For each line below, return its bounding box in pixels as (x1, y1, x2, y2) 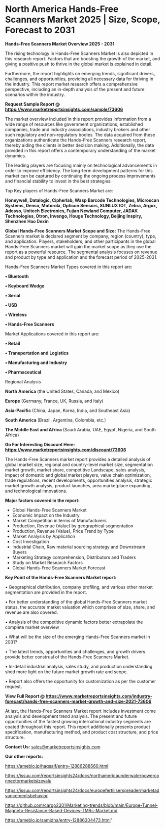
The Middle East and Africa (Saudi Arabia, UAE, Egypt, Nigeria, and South (5, 426, 156, 432)
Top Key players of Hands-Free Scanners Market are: (5, 187, 113, 193)
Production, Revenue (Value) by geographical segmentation (12, 523, 134, 529)
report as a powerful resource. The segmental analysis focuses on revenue (5, 249, 158, 255)
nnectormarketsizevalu (5, 778, 52, 783)
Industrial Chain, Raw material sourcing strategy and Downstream (12, 544, 145, 550)
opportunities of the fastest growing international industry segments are (5, 718, 151, 724)
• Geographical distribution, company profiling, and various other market (5, 584, 153, 590)
